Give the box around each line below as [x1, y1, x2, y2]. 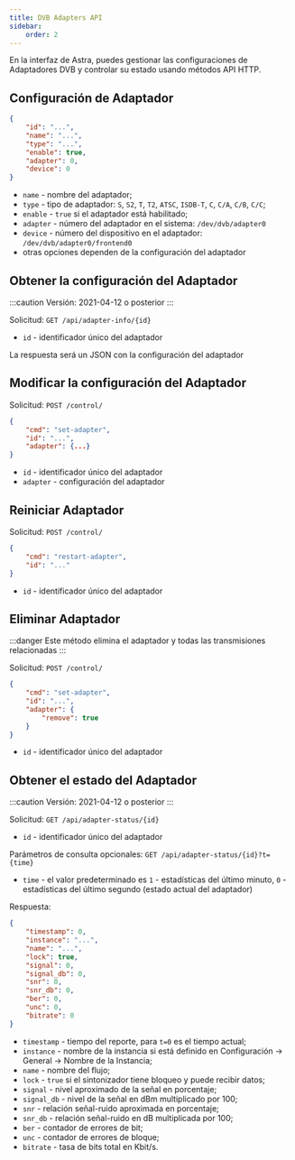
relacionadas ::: [9, 645, 67, 656]
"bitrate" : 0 [25, 1011, 75, 1020]
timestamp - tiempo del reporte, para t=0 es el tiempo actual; [22, 1036, 246, 1046]
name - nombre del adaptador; [22, 189, 133, 200]
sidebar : [9, 22, 42, 31]
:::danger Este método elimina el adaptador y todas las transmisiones [9, 635, 266, 646]
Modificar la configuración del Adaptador [9, 375, 246, 391]
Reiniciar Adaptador [9, 502, 124, 518]
